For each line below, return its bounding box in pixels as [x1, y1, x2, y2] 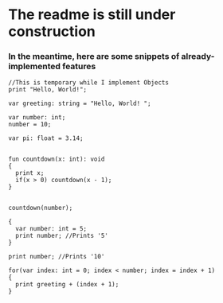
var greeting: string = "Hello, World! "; [8, 99, 151, 108]
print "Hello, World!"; [8, 86, 88, 94]
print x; [15, 169, 45, 177]
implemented [8, 61, 61, 72]
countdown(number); [8, 204, 73, 212]
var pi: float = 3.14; [8, 134, 84, 142]
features [62, 61, 96, 72]
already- [181, 51, 215, 62]
